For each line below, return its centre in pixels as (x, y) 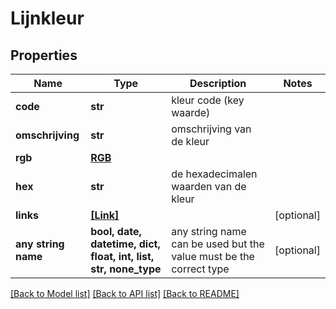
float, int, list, (122, 256)
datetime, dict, (125, 244)
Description (218, 83)
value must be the (213, 256)
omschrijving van (211, 129)
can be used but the (218, 244)
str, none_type (126, 269)
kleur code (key (208, 100)
